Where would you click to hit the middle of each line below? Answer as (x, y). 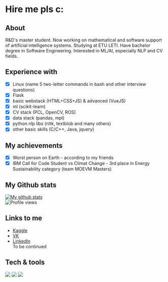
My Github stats (31, 185)
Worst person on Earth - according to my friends (63, 158)
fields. (12, 56)
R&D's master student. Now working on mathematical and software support (84, 40)
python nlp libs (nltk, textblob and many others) (62, 124)
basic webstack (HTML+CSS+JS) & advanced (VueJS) (69, 101)
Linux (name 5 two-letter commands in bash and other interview (79, 84)
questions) (24, 90)
